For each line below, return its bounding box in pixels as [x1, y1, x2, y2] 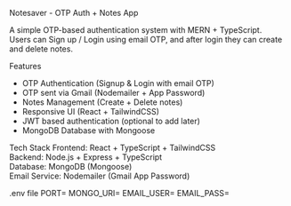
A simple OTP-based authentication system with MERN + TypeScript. [9, 25, 263, 35]
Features [9, 61, 42, 71]
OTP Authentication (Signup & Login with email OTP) [21, 78, 215, 88]
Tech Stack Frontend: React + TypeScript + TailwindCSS [9, 142, 216, 153]
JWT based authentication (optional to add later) [21, 115, 200, 126]
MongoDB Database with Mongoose [21, 125, 156, 136]
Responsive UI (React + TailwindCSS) [21, 107, 160, 116]
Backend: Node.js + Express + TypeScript [9, 152, 163, 162]
